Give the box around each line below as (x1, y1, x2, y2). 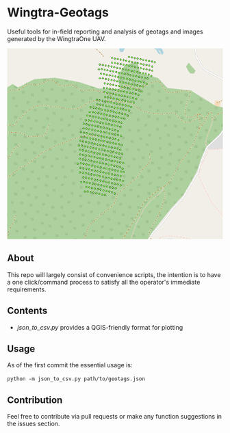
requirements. (7, 285, 47, 293)
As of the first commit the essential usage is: (7, 361, 133, 369)
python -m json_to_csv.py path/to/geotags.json (7, 376, 146, 382)
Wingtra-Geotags (7, 5, 110, 21)
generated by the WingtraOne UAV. (7, 34, 106, 42)
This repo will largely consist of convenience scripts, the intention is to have (7, 270, 221, 278)
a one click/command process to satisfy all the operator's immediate (7, 278, 201, 286)
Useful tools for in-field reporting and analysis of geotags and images (7, 27, 203, 36)
